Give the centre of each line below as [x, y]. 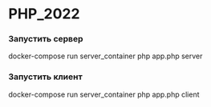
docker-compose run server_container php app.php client [104, 94]
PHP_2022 [44, 14]
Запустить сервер [46, 39]
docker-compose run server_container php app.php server [105, 56]
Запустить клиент [45, 77]
